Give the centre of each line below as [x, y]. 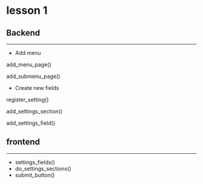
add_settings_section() [34, 111]
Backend [23, 33]
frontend [23, 142]
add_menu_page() [29, 65]
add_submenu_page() [33, 76]
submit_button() [35, 175]
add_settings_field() [31, 123]
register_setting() [27, 100]
